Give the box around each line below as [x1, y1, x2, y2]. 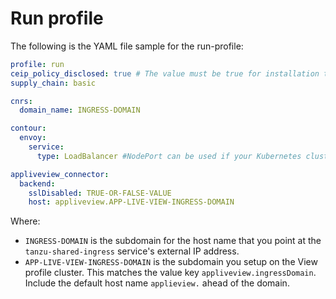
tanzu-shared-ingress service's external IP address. [24, 245, 240, 257]
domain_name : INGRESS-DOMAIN [19, 105, 141, 116]
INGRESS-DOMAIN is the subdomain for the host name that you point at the [24, 235, 322, 247]
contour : [10, 123, 47, 134]
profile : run [10, 59, 65, 69]
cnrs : [10, 96, 33, 106]
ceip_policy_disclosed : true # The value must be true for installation [10, 68, 320, 79]
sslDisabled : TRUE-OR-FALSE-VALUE [28, 188, 172, 198]
